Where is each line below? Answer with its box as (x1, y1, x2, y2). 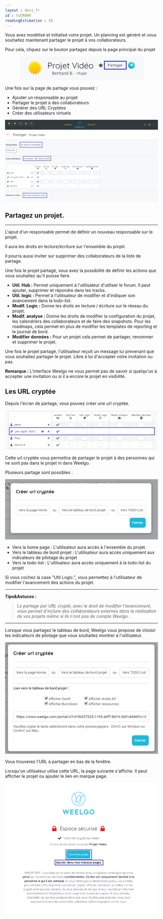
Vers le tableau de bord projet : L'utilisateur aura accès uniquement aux (12, 549, 155, 555)
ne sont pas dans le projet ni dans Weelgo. (5, 460, 90, 466)
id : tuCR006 (5, 13, 32, 18)
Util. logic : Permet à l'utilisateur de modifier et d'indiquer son (12, 292, 136, 298)
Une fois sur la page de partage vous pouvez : (5, 85, 98, 91)
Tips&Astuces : (5, 594, 37, 599)
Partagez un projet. (5, 212, 65, 220)
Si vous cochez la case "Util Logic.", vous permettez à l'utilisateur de (5, 574, 142, 580)
